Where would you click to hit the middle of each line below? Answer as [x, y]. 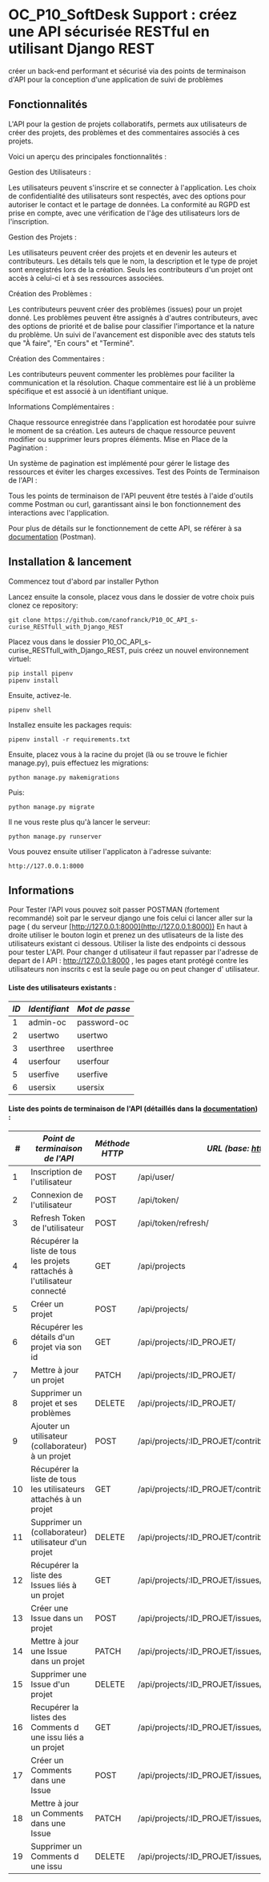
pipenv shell [30, 710]
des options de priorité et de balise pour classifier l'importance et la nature [131, 326]
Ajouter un [50, 1426]
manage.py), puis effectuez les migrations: [79, 763]
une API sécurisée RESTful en [109, 32]
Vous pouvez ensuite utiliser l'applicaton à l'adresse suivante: [110, 851]
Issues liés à [54, 1585]
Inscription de [56, 1172]
